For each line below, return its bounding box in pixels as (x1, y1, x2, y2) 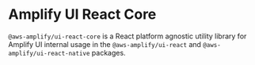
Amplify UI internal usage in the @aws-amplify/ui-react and (8, 39, 202, 49)
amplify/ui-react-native (8, 49, 90, 57)
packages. (91, 48, 126, 57)
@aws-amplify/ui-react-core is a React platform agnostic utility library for (8, 31, 247, 41)
